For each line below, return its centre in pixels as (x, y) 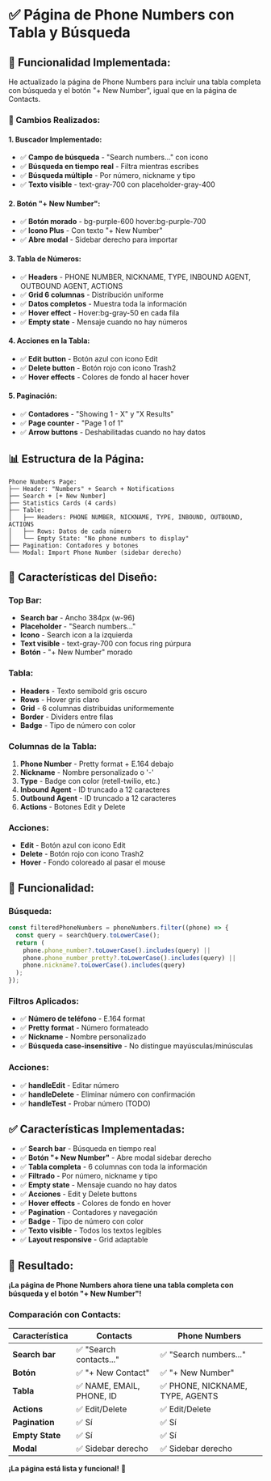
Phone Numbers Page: (43, 482)
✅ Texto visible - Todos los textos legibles (91, 1230)
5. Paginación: (33, 396)
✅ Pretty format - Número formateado (84, 1028)
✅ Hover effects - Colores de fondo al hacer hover (104, 377)
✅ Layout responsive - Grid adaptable (84, 1240)
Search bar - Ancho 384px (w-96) (77, 618)
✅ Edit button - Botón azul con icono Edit (89, 358)
